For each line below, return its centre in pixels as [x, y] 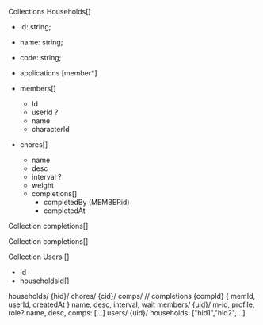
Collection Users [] [39, 257]
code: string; [40, 58]
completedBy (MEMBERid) [86, 202]
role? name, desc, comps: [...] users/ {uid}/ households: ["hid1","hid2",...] [127, 313]
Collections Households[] [50, 12]
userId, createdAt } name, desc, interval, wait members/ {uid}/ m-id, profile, [131, 304]
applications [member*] [58, 73]
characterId [50, 129]
